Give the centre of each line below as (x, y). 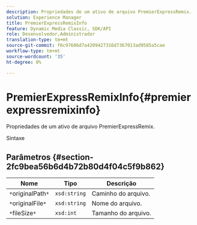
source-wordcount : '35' (36, 57)
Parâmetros (29, 157)
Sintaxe (16, 138)
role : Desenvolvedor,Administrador (51, 34)
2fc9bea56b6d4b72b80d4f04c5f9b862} (86, 166)
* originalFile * (28, 203)
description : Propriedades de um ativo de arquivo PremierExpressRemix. (99, 12)
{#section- (73, 157)
